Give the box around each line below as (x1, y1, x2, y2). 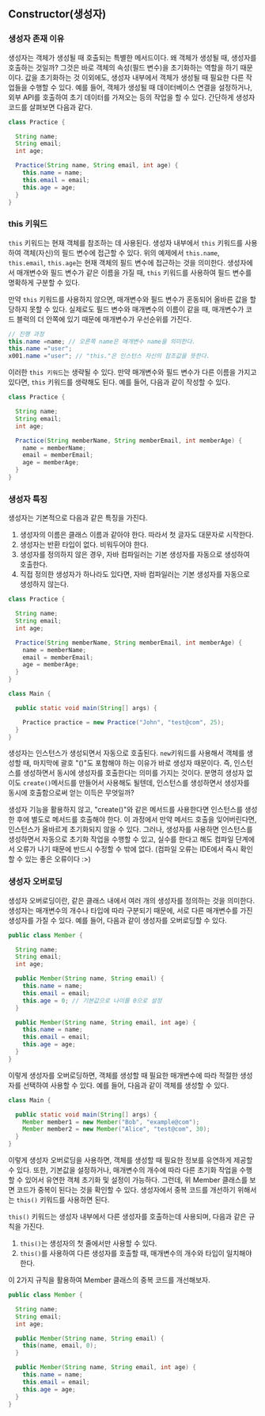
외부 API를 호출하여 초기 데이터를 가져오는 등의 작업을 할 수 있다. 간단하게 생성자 (8, 92, 256, 101)
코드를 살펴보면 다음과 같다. (8, 102, 93, 112)
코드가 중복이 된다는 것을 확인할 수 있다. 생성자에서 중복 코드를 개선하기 (16, 1185, 236, 1195)
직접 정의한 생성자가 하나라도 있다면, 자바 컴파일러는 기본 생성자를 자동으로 (19, 570, 251, 579)
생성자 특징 (8, 494, 48, 505)
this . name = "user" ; (8, 345, 73, 353)
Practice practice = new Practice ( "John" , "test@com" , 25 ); (22, 718, 225, 727)
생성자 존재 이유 (8, 33, 65, 44)
